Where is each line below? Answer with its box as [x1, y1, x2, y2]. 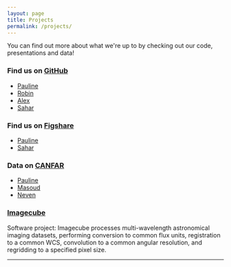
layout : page [7, 10, 45, 17]
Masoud [16, 183, 41, 192]
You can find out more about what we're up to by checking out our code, [7, 42, 213, 50]
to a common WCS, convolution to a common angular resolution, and [7, 238, 203, 246]
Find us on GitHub [7, 66, 69, 76]
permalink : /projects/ [7, 23, 72, 30]
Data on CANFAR [7, 161, 65, 170]
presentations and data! [7, 49, 74, 57]
